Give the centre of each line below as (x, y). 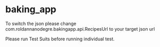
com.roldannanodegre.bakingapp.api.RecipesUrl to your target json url (80, 29)
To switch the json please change (41, 24)
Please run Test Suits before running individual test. (60, 39)
